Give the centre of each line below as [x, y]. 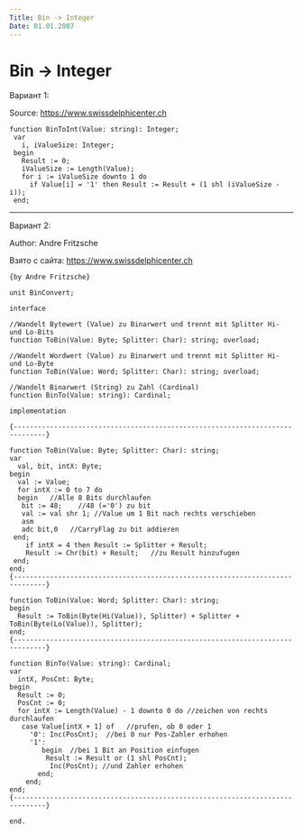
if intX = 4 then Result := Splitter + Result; [116, 545]
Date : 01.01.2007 [42, 26]
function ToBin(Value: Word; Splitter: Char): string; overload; [134, 372]
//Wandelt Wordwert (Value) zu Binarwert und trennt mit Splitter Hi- [145, 356]
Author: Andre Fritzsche [54, 243]
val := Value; [44, 482]
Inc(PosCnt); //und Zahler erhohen [116, 766]
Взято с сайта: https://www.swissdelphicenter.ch [101, 261]
